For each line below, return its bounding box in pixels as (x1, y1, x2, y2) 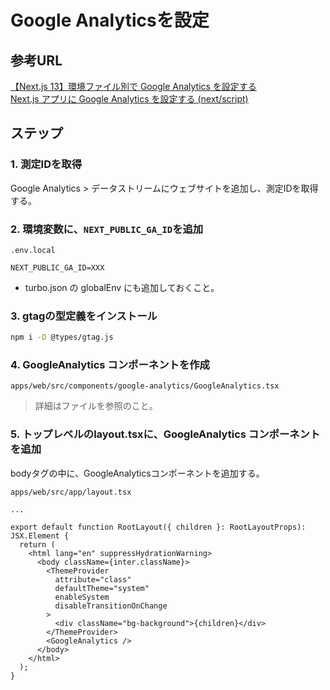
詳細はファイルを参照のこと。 (34, 400, 158, 412)
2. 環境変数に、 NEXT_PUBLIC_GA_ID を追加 (10, 222, 204, 236)
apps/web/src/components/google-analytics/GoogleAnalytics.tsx (10, 381, 280, 391)
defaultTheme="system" (54, 583, 150, 593)
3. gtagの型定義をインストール (10, 309, 158, 323)
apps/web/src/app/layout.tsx (10, 487, 132, 497)
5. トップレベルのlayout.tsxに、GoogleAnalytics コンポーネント (10, 427, 321, 441)
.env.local (10, 245, 56, 255)
